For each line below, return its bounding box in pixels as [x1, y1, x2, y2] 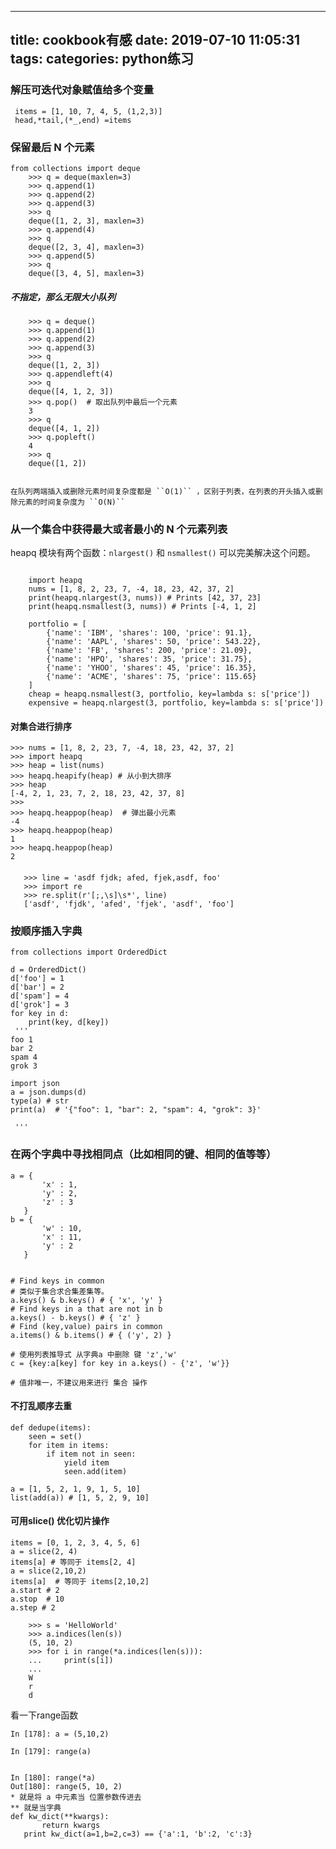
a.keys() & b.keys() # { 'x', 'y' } [10, 1295, 163, 1305]
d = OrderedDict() [10, 965, 87, 975]
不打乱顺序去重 [10, 1400, 72, 1412]
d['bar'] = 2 [10, 982, 65, 993]
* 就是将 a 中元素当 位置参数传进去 [10, 1792, 142, 1803]
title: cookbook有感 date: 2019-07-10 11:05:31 [10, 32, 301, 49]
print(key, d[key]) [28, 1017, 110, 1028]
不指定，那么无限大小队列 [10, 291, 116, 303]
